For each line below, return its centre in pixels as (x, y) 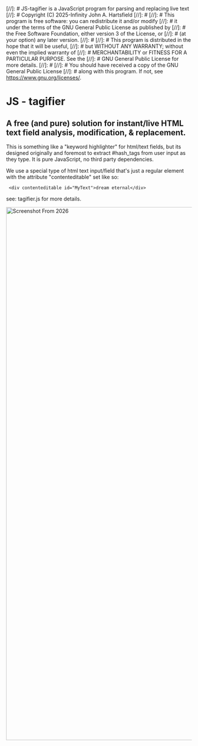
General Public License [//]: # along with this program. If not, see (85, 71)
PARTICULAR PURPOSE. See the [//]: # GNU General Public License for (93, 59)
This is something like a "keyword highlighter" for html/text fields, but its (94, 147)
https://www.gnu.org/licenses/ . (44, 77)
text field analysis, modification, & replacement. (96, 132)
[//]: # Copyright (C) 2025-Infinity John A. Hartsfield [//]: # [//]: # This (90, 15)
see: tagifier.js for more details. (44, 199)
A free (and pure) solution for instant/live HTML (95, 123)
